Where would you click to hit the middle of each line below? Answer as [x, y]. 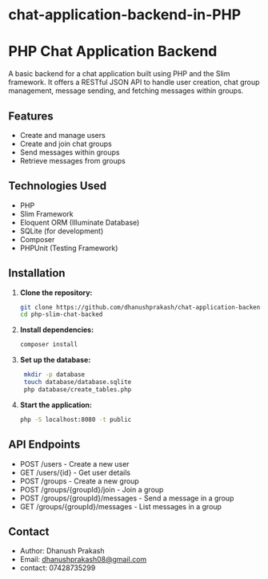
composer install [49, 345]
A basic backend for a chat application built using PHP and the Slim [119, 74]
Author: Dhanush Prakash [62, 551]
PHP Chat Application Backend [113, 52]
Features [31, 116]
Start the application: [56, 405]
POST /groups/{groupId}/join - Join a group [92, 489]
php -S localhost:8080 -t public [76, 419]
